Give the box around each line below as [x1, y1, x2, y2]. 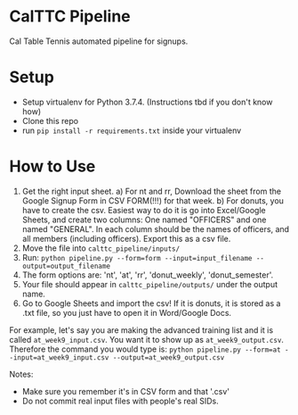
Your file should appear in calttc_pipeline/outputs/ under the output [21, 278, 278, 289]
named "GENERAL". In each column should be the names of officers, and [21, 223, 290, 234]
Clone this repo [21, 115, 78, 126]
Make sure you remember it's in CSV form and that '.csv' [21, 386, 230, 396]
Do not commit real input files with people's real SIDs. [21, 395, 220, 406]
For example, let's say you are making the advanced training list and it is [9, 324, 274, 336]
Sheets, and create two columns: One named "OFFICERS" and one [21, 214, 267, 225]
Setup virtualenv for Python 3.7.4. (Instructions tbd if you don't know [21, 96, 273, 107]
